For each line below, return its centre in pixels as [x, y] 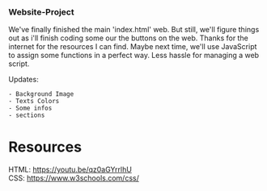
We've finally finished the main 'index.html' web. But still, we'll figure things [134, 30]
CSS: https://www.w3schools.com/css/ [74, 178]
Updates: [23, 80]
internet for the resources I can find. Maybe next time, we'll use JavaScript [133, 47]
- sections [27, 115]
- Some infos [30, 108]
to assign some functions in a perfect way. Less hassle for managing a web [134, 56]
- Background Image [41, 94]
